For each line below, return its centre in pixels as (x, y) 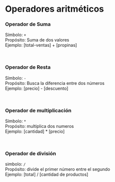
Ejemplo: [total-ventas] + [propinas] (41, 45)
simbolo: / (15, 164)
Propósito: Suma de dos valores (37, 40)
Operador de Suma (28, 24)
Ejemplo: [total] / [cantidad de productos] (47, 175)
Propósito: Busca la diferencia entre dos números (55, 83)
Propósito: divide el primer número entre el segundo (57, 169)
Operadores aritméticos (55, 9)
